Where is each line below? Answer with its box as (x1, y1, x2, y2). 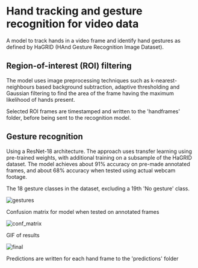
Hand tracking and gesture (6, 4, 143, 18)
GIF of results (6, 231, 40, 238)
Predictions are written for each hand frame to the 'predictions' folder (6, 255, 179, 262)
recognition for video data (6, 17, 139, 31)
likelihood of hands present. (6, 96, 75, 103)
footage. (6, 173, 27, 180)
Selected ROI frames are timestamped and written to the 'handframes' (6, 107, 181, 115)
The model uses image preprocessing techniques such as (6, 76, 150, 84)
